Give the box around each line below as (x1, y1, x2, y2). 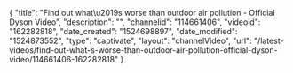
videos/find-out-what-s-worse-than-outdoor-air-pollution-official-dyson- (9, 45, 278, 55)
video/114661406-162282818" (9, 55, 119, 64)
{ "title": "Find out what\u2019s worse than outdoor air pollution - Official (9, 8, 275, 18)
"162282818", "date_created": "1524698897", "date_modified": (9, 26, 238, 36)
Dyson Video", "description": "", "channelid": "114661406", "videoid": (9, 17, 261, 27)
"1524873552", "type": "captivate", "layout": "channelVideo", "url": (9, 35, 252, 46)
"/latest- (253, 35, 284, 46)
